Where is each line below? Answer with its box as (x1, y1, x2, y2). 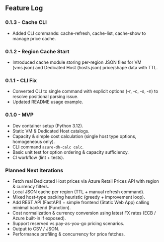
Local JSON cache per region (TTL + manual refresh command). (12, 189, 145, 195)
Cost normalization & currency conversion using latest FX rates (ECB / (12, 210, 156, 216)
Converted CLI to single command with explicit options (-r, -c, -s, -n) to (12, 88, 159, 94)
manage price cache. (12, 35, 56, 41)
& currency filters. (12, 183, 49, 189)
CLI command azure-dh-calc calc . (12, 144, 84, 150)
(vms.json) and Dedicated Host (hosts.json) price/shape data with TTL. (12, 64, 158, 70)
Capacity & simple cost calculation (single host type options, (12, 133, 137, 139)
